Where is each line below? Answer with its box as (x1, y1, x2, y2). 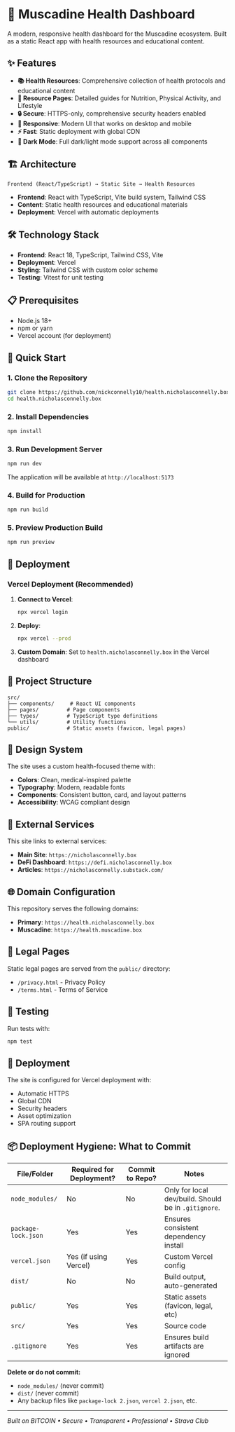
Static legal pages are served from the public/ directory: (7, 964, 171, 973)
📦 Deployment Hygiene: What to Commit (7, 1140, 191, 1152)
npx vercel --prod (17, 634, 71, 642)
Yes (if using (66, 1252, 108, 1262)
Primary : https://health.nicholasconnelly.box (17, 918, 155, 926)
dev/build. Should (164, 1194, 222, 1204)
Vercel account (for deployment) (17, 332, 112, 340)
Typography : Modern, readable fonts (17, 783, 125, 791)
